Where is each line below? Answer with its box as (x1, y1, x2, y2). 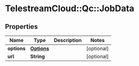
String (30, 53, 45, 60)
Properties (5, 22, 38, 31)
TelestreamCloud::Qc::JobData (5, 3, 135, 14)
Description (54, 37, 82, 44)
